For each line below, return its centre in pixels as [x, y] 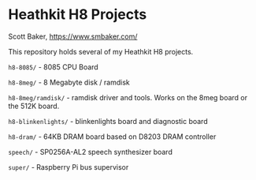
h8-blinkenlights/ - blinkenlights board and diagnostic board [108, 121]
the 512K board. [34, 106]
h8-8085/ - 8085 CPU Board [53, 67]
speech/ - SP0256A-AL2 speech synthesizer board [91, 152]
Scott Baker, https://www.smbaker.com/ [73, 36]
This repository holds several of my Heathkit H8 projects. [101, 51]
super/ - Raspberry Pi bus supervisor [69, 167]
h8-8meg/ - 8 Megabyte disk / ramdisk [69, 82]
